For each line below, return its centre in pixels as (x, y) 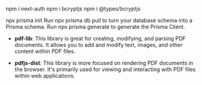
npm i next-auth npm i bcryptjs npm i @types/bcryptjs (73, 9)
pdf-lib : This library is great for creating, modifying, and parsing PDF (100, 38)
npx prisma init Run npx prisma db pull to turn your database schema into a (99, 20)
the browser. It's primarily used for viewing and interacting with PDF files (105, 69)
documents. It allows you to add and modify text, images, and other (98, 45)
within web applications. (44, 76)
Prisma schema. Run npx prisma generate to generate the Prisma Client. (96, 27)
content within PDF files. (45, 51)
